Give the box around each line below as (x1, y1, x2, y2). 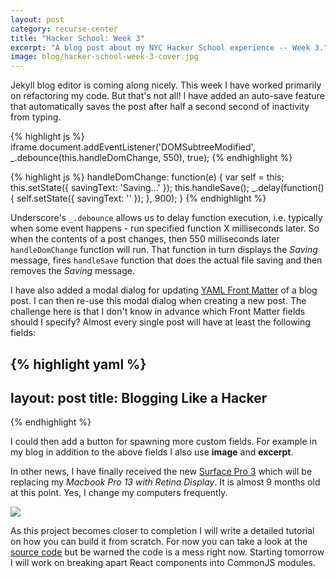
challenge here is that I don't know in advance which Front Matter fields (10, 306, 306, 318)
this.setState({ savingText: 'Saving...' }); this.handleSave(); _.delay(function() (10, 182, 325, 194)
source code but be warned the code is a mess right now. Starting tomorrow (10, 546, 325, 558)
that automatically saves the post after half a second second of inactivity (10, 101, 310, 113)
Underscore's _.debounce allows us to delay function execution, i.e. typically (10, 212, 323, 224)
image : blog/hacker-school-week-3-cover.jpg (10, 52, 199, 62)
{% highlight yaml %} (10, 356, 147, 373)
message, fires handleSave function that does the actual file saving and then (10, 254, 323, 266)
